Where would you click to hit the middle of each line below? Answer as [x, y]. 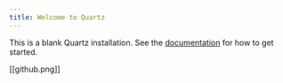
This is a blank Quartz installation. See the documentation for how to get [141, 42]
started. [24, 52]
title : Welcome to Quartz [57, 17]
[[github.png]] [35, 69]
